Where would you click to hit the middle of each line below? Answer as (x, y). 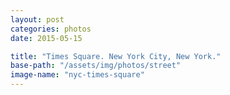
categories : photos (51, 29)
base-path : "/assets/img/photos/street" (96, 66)
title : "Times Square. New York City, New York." (116, 56)
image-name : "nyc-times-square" (77, 75)
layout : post (37, 19)
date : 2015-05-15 (46, 38)
